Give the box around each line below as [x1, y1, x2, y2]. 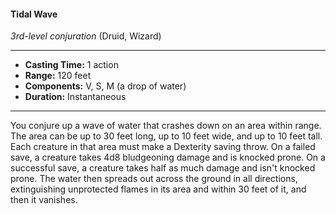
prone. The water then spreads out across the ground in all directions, [10, 173, 298, 185]
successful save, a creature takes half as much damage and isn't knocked [10, 162, 316, 174]
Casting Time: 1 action [24, 59, 119, 71]
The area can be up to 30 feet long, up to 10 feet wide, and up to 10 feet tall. [10, 130, 323, 142]
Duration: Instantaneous [24, 91, 127, 103]
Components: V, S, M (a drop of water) [24, 80, 187, 92]
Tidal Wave [10, 8, 58, 20]
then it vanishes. [10, 194, 78, 206]
